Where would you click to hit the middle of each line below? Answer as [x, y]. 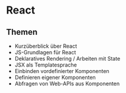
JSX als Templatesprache [46, 65]
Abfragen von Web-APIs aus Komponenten [67, 84]
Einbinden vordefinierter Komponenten [62, 71]
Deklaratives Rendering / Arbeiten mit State [67, 59]
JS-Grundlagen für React [45, 52]
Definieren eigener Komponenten [55, 77]
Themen [22, 32]
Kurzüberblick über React [46, 46]
